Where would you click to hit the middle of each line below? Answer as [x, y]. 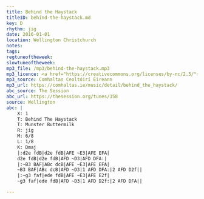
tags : [13, 52]
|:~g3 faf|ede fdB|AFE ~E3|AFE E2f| [64, 176]
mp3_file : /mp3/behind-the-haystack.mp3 [58, 68]
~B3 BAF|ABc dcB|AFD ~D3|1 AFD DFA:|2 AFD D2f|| [80, 170]
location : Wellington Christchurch [51, 40]
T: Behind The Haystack [47, 119]
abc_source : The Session [38, 91]
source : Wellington [31, 102]
